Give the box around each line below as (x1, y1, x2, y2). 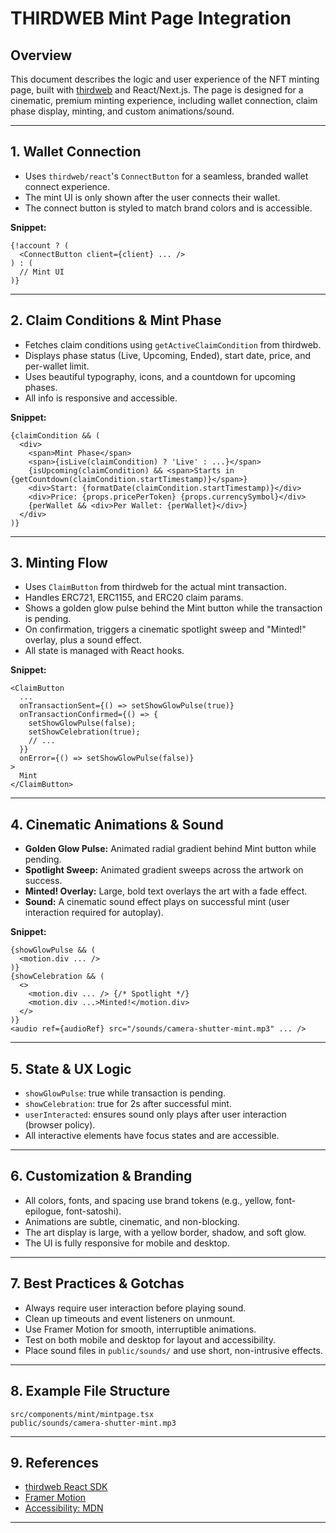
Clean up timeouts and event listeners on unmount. (24, 1312, 236, 1324)
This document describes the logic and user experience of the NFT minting (10, 73, 320, 85)
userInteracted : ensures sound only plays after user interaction (24, 1108, 287, 1121)
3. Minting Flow (10, 555, 108, 572)
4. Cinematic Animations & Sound (10, 816, 224, 833)
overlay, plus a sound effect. (24, 634, 142, 646)
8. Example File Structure (10, 1383, 171, 1400)
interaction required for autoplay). (24, 907, 164, 919)
